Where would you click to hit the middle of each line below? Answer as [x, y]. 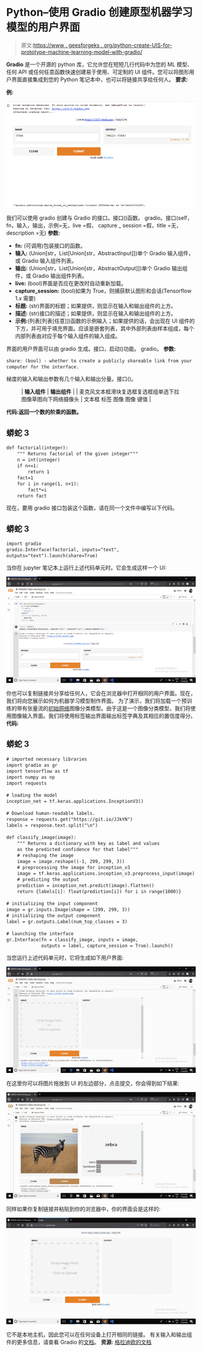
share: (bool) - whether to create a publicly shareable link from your [99, 361]
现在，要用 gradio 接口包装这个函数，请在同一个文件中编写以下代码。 [92, 508]
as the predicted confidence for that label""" [78, 849]
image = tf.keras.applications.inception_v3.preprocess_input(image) [106, 873]
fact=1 [25, 478]
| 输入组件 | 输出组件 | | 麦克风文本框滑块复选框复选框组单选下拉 [100, 392]
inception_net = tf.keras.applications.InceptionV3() [75, 801]
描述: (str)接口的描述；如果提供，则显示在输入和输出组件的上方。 [95, 314]
